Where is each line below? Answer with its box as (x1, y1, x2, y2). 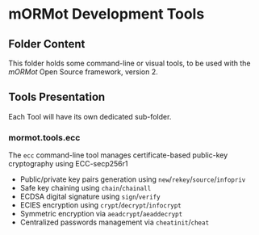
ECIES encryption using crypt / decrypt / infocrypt (19, 200, 182, 210)
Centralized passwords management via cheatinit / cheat (19, 217, 210, 227)
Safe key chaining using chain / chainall (19, 183, 152, 193)
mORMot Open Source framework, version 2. (8, 67, 159, 77)
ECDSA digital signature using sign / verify (19, 191, 161, 202)
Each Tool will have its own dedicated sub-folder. (8, 111, 172, 121)
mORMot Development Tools (8, 5, 205, 23)
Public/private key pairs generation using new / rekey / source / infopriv (19, 174, 246, 184)
